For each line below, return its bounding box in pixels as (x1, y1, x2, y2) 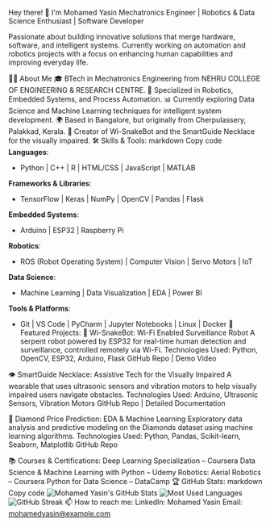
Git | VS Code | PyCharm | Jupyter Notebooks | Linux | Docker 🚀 (19, 319, 234, 328)
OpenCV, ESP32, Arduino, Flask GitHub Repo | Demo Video (19, 353, 217, 363)
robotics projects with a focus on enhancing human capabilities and (8, 49, 234, 58)
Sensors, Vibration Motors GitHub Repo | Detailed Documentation (8, 399, 226, 407)
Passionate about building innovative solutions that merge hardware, (8, 32, 236, 41)
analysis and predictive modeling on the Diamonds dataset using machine (8, 423, 254, 432)
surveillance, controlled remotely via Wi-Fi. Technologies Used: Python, (19, 345, 258, 354)
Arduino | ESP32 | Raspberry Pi (19, 226, 124, 235)
